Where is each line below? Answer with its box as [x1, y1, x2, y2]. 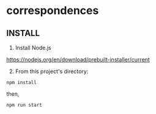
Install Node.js [15, 44, 51, 51]
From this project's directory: [15, 68, 89, 75]
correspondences [6, 4, 99, 18]
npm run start [6, 102, 43, 108]
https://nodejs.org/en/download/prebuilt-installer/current [6, 56, 150, 63]
